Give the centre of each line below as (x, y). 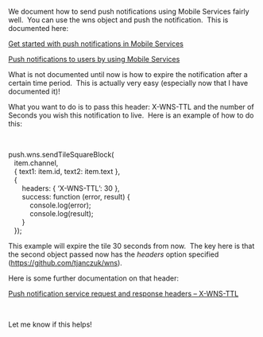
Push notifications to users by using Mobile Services (94, 59)
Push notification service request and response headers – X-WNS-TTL (124, 294)
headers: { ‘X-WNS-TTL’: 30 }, (71, 188)
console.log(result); (62, 213)
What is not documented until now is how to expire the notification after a (128, 74)
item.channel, (36, 163)
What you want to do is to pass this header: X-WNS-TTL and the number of (131, 107)
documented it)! (35, 91)
